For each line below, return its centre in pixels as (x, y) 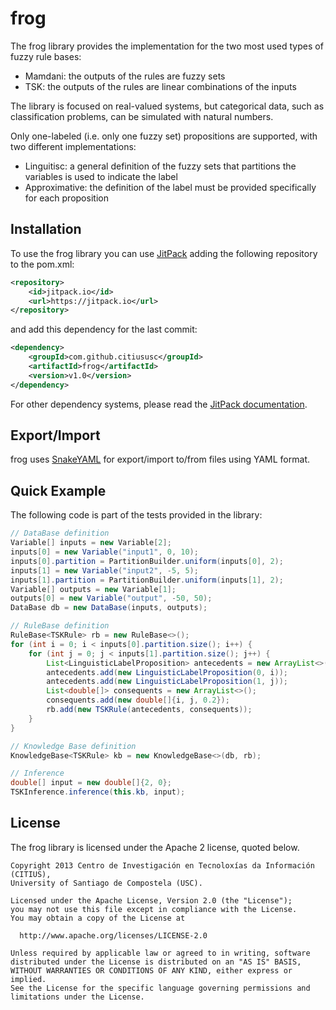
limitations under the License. (77, 997)
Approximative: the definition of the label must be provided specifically (170, 187)
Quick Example (58, 490)
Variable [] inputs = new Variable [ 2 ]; (91, 543)
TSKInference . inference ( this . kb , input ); (98, 792)
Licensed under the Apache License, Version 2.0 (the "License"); (151, 900)
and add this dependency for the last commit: (104, 329)
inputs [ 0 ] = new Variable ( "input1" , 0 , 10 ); (104, 552)
